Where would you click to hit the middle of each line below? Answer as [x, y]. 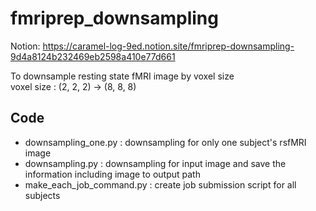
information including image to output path [112, 174]
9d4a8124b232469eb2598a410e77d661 [93, 56]
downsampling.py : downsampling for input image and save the [155, 163]
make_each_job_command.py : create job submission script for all [160, 184]
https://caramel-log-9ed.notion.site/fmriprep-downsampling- [168, 46]
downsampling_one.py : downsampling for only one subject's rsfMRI [165, 142]
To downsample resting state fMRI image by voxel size [122, 76]
